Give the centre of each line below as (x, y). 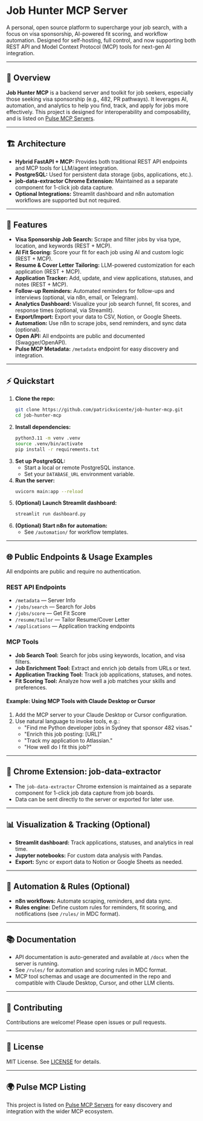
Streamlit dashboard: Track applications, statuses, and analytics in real (104, 842)
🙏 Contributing (34, 1008)
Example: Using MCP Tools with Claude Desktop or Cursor (81, 701)
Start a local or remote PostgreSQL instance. (79, 467)
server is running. (37, 964)
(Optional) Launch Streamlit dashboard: (66, 503)
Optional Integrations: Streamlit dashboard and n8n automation (95, 194)
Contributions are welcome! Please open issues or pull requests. (86, 1022)
